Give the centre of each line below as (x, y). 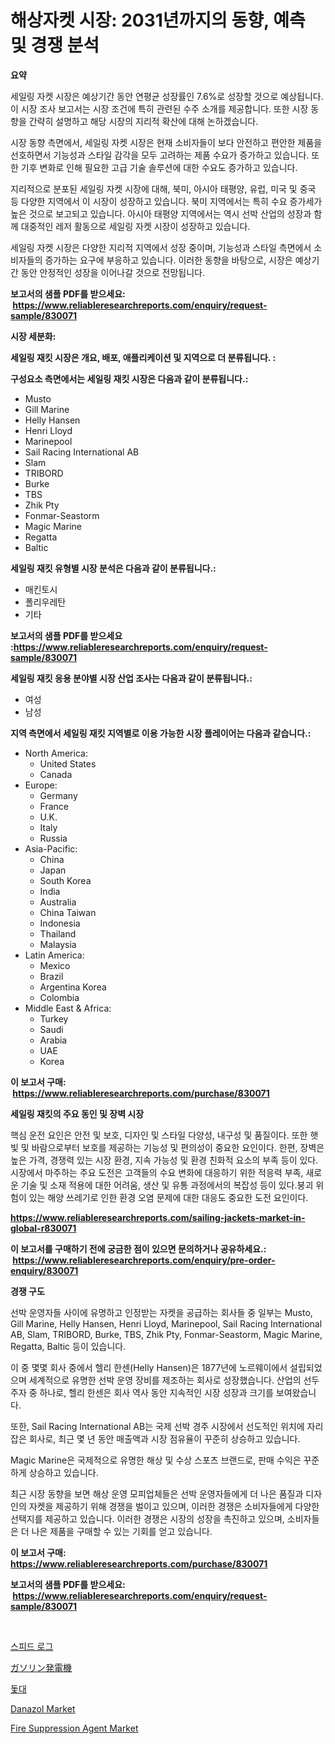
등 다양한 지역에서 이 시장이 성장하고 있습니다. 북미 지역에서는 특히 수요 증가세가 (166, 201)
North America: (56, 753)
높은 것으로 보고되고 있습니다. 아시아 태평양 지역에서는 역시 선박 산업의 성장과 (161, 213)
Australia (58, 902)
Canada (56, 774)
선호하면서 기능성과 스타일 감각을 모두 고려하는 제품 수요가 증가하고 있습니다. (160, 155)
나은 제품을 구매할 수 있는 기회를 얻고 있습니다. (122, 1531)
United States (68, 763)
